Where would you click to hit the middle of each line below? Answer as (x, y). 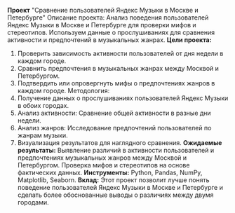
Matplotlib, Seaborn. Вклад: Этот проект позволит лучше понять (113, 180)
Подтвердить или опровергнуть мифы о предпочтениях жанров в (116, 83)
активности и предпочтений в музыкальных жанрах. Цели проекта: (109, 40)
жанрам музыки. (42, 135)
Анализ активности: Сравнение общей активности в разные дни (114, 113)
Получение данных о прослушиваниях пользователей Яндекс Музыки (123, 98)
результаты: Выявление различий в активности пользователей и (116, 150)
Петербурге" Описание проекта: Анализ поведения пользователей (108, 18)
